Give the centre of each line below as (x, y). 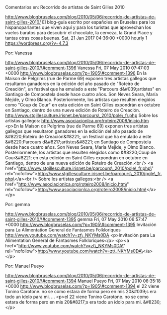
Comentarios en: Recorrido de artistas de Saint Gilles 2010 (65, 7)
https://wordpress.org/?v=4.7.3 (37, 43)
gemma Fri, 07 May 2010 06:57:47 (112, 219)
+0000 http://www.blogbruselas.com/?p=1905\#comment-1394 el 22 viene (82, 286)
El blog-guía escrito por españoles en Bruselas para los (99, 22)
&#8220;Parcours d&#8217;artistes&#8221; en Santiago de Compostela (78, 142)
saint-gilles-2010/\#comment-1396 (41, 68)
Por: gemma (18, 204)
